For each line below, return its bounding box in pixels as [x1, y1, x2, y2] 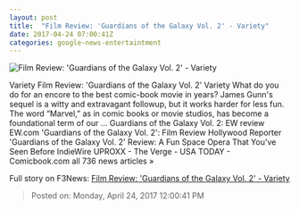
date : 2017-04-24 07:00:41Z [9, 29, 114, 38]
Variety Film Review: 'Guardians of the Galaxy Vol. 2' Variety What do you [9, 80, 279, 90]
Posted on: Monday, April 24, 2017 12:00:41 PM [30, 190, 205, 201]
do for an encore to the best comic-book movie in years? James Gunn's [9, 89, 274, 100]
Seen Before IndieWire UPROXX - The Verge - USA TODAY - [9, 147, 230, 157]
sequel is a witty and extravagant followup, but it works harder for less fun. [9, 99, 285, 110]
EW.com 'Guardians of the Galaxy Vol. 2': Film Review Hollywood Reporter [9, 127, 282, 139]
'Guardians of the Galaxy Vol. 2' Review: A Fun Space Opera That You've [9, 137, 277, 147]
